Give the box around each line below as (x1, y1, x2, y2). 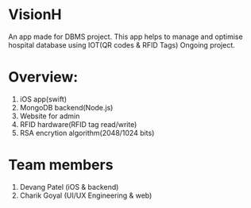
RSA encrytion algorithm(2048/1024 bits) (19, 128, 155, 137)
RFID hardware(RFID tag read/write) (19, 119, 137, 129)
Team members (8, 156, 114, 174)
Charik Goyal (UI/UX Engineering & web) (19, 191, 153, 200)
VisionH (8, 6, 62, 24)
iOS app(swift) (19, 94, 68, 104)
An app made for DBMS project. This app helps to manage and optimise (8, 32, 244, 41)
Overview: (8, 68, 79, 87)
